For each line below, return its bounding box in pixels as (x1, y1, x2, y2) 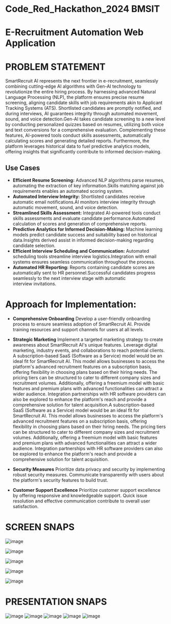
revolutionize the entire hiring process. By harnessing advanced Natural (5, 89, 156, 95)
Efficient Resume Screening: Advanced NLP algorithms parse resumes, (12, 177, 165, 184)
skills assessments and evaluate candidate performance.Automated (12, 215, 156, 222)
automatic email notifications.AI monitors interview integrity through (12, 199, 156, 205)
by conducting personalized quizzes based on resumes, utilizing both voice (5, 122, 164, 128)
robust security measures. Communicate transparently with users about (12, 472, 164, 478)
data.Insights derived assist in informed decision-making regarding (12, 237, 154, 244)
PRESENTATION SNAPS (5, 596, 107, 608)
